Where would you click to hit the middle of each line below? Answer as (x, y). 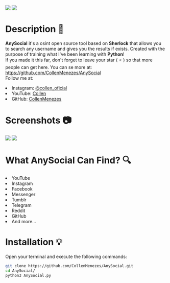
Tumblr (19, 200)
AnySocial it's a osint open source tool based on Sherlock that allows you (83, 43)
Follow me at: (19, 78)
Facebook (22, 188)
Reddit (19, 210)
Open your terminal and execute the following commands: (66, 256)
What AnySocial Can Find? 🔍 (68, 160)
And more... (24, 221)
